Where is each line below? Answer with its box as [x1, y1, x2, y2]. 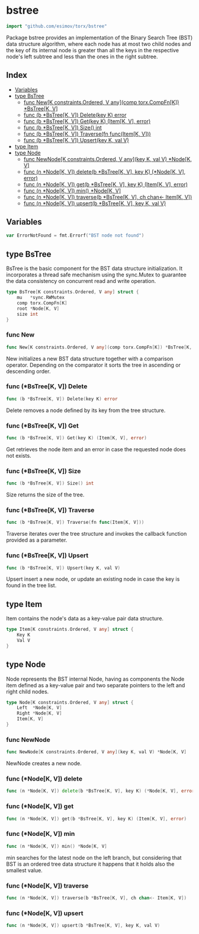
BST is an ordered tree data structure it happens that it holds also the [6, 860, 175, 867]
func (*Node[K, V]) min [6, 830, 75, 838]
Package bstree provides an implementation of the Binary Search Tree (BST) [6, 34, 193, 41]
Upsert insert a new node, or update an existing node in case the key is [6, 576, 180, 583]
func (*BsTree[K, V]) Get [6, 422, 79, 430]
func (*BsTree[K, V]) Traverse [6, 506, 95, 514]
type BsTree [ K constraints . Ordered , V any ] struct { [6, 289, 139, 295]
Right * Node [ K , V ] [17, 710, 62, 716]
